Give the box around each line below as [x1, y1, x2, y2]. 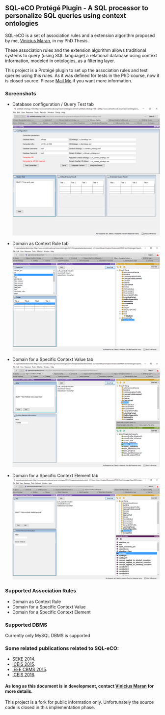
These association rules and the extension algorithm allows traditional [5, 47, 146, 53]
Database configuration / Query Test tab [12, 101, 94, 107]
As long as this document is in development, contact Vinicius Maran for [5, 683, 154, 689]
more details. [5, 688, 33, 694]
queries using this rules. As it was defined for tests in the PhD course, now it [5, 72, 160, 78]
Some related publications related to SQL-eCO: [5, 644, 119, 651]
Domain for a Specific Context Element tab [12, 473, 99, 479]
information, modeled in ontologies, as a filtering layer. [5, 58, 115, 64]
